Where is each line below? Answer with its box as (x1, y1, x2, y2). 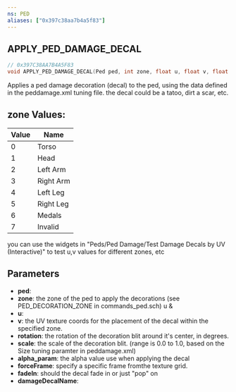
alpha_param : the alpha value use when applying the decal (17, 354, 190, 362)
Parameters (7, 268, 60, 280)
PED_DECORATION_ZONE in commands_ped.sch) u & (17, 301, 173, 310)
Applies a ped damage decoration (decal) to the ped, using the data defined (7, 81, 228, 90)
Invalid (37, 221, 60, 231)
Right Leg (37, 199, 69, 209)
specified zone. (17, 324, 63, 332)
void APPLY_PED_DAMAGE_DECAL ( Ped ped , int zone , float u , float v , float (7, 68, 229, 75)
